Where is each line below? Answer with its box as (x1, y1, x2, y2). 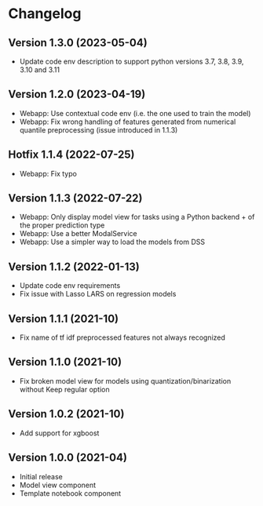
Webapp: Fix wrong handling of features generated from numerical (19, 117, 236, 126)
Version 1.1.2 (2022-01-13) (8, 260, 140, 273)
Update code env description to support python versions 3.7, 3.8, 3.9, (19, 56, 244, 66)
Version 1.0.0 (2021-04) (8, 451, 128, 464)
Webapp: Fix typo (19, 169, 77, 178)
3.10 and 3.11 (19, 65, 60, 75)
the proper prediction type (19, 220, 105, 230)
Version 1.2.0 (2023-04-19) (8, 88, 146, 101)
